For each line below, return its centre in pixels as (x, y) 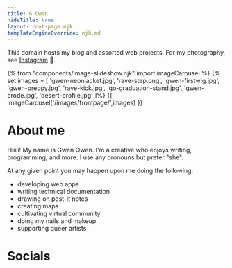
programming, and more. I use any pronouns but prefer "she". (96, 157)
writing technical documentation (63, 192)
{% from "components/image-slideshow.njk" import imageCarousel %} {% (114, 73)
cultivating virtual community (59, 214)
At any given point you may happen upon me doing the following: (100, 171)
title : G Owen (28, 14)
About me (36, 131)
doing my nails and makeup (57, 221)
